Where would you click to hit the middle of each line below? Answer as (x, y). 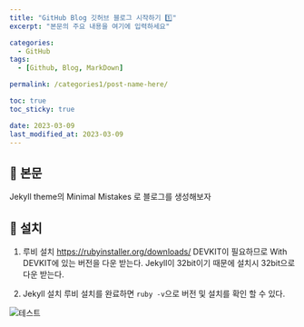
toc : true (28, 101)
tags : (20, 60)
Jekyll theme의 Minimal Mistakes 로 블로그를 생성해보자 (110, 197)
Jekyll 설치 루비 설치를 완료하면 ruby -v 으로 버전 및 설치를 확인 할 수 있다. (154, 293)
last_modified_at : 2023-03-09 (67, 134)
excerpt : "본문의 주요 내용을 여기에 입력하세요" (90, 26)
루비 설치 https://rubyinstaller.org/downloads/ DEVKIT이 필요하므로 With (155, 252)
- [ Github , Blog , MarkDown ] (71, 68)
